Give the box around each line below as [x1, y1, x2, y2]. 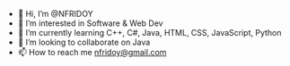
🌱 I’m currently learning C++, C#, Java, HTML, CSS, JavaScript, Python [17, 28, 282, 37]
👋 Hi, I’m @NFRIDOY [17, 9, 93, 19]
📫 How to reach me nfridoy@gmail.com [17, 47, 167, 57]
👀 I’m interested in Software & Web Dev [17, 18, 163, 29]
